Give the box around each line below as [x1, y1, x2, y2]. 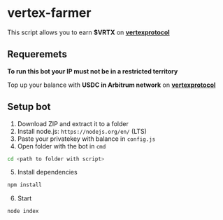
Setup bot [7, 101, 51, 113]
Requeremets [7, 48, 68, 60]
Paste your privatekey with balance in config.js [17, 135, 156, 143]
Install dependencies [17, 168, 78, 177]
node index [7, 208, 39, 215]
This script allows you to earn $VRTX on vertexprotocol [7, 28, 170, 36]
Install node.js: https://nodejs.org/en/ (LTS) [17, 127, 147, 135]
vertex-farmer [7, 5, 92, 21]
